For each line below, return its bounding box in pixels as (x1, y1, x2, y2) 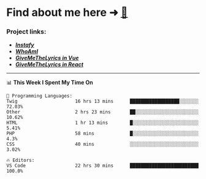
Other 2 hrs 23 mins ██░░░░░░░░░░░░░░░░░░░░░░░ (6, 109, 199, 115)
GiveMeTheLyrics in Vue (15, 55, 79, 62)
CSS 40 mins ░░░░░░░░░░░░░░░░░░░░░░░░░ (6, 141, 199, 148)
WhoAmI (15, 48, 39, 55)
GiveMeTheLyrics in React (15, 61, 84, 68)
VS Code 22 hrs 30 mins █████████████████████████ (6, 162, 199, 169)
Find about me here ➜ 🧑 (6, 6, 128, 20)
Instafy (15, 41, 35, 48)
